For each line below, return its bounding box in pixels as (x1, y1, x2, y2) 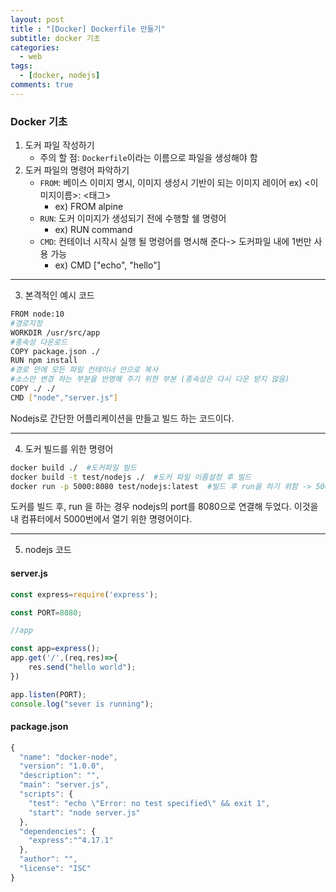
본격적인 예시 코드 (24, 289, 95, 301)
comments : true (10, 80, 74, 90)
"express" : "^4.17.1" (28, 836, 114, 846)
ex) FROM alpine (54, 201, 124, 213)
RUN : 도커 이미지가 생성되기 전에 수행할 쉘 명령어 (39, 212, 227, 225)
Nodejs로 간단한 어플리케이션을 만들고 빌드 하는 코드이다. (10, 412, 235, 424)
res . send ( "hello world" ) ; (28, 662, 137, 672)
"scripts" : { (19, 789, 74, 800)
